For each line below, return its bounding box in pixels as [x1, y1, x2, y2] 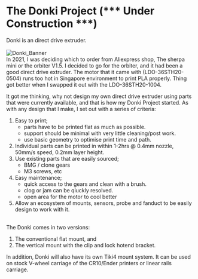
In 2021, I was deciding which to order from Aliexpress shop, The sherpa [6, 56, 185, 63]
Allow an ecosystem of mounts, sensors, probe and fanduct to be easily [14, 199, 193, 207]
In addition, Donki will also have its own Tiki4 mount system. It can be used [6, 253, 191, 260]
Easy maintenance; [14, 174, 62, 181]
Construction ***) [6, 17, 98, 30]
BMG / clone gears [23, 161, 71, 168]
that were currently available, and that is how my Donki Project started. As [6, 99, 188, 106]
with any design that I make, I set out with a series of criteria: [6, 105, 157, 112]
